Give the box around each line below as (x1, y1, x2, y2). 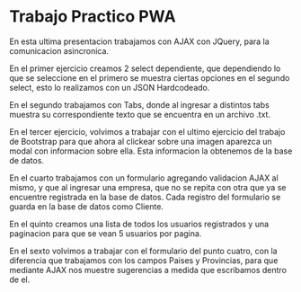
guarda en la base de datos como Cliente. (9, 200, 164, 212)
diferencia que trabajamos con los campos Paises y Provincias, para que (9, 254, 279, 266)
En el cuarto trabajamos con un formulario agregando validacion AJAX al (9, 173, 279, 183)
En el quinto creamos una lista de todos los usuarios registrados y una (9, 218, 270, 229)
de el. (9, 274, 31, 285)
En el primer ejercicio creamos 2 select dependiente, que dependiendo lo (9, 63, 281, 74)
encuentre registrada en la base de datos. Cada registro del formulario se (9, 191, 281, 202)
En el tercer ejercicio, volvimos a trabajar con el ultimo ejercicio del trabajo (9, 126, 286, 137)
